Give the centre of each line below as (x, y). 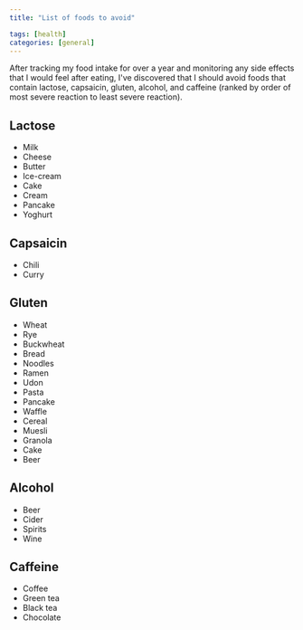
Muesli (35, 430)
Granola (37, 440)
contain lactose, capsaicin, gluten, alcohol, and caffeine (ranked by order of (150, 88)
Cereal (35, 421)
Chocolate (42, 617)
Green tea (41, 598)
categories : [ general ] (52, 43)
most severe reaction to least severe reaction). (96, 97)
